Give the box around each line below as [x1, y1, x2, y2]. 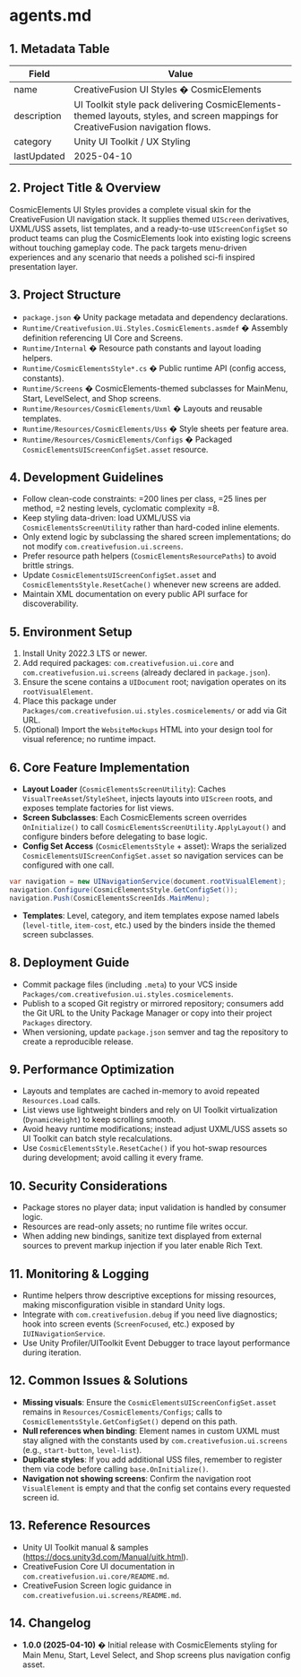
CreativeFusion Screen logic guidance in [21, 1579, 172, 1591]
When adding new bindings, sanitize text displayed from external [21, 1231, 262, 1241]
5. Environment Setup [9, 624, 133, 639]
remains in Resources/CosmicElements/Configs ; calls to [21, 1406, 222, 1417]
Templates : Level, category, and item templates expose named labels [21, 910, 279, 921]
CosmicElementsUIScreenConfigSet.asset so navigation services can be [21, 851, 284, 861]
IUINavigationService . [21, 1327, 106, 1338]
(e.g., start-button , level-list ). [21, 1444, 142, 1455]
